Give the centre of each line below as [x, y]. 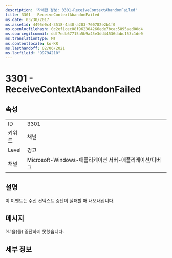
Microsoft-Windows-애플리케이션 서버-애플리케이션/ [90, 160]
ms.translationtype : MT [31, 39]
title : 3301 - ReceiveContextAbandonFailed [52, 15]
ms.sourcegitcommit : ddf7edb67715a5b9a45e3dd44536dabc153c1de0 [74, 34]
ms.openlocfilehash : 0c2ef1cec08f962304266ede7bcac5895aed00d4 [74, 29]
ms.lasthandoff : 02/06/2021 [35, 48]
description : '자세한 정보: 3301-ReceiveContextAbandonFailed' [71, 10]
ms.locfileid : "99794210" [33, 53]
